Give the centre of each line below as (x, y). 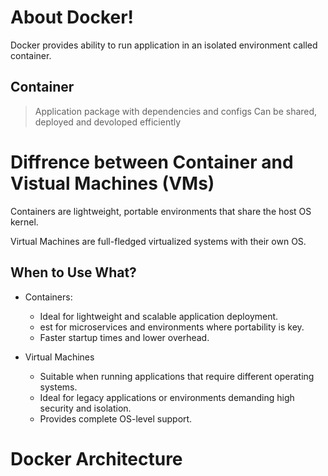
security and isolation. (85, 408)
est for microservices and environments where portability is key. (172, 327)
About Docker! (72, 17)
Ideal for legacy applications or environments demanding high (167, 397)
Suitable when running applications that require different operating (177, 376)
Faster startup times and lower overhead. (124, 337)
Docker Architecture (96, 458)
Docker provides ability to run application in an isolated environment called (164, 45)
